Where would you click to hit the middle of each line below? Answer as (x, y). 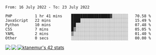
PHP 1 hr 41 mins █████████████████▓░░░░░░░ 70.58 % (78, 16)
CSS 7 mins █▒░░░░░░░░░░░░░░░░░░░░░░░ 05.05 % (78, 29)
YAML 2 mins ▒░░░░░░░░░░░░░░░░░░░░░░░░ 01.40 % (78, 34)
